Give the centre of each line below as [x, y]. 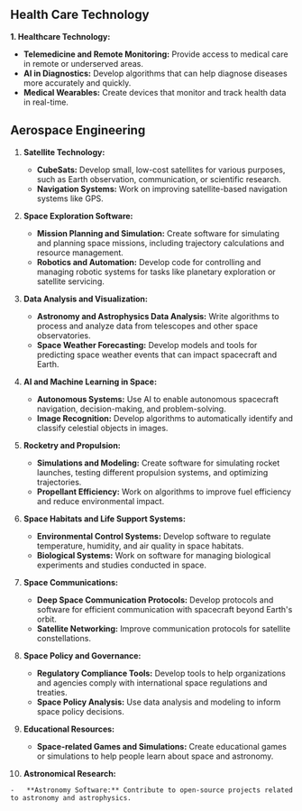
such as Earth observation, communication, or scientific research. [159, 179]
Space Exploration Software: [78, 216]
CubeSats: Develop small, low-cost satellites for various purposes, [161, 170]
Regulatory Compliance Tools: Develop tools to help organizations [161, 673]
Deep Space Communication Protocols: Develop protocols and [155, 600]
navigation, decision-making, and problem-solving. [131, 409]
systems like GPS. [70, 198]
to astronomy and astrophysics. [71, 797]
